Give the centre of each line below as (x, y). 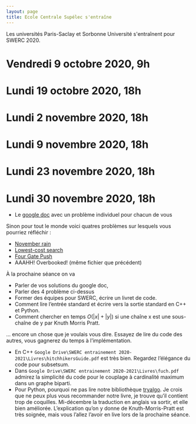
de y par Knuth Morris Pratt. (66, 323)
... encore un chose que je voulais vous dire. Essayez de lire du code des (94, 334)
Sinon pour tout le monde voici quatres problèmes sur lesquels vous (89, 226)
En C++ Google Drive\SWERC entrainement (65, 352)
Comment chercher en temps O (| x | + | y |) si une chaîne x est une (93, 317)
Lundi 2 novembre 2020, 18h (77, 118)
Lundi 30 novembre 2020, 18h (81, 198)
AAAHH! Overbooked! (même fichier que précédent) (78, 263)
